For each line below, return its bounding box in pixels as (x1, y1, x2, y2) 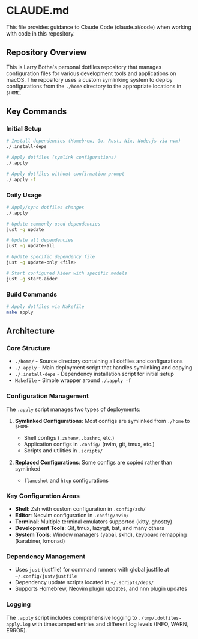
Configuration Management (6, 392, 89, 400)
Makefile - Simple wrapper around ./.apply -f (14, 377, 131, 384)
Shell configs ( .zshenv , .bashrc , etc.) (23, 434, 115, 441)
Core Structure (6, 344, 51, 353)
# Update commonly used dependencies (6, 221, 101, 227)
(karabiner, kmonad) (14, 537, 65, 545)
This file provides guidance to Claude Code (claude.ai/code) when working (6, 23, 192, 31)
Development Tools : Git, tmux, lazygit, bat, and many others (14, 525, 165, 532)
